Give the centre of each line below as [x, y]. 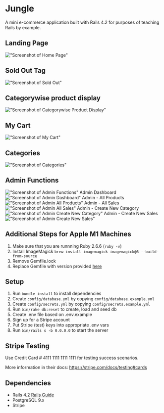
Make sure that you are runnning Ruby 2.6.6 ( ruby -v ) [67, 246]
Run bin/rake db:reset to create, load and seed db [64, 309]
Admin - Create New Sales [131, 213]
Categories [23, 153]
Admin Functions [32, 180]
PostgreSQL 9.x [28, 400]
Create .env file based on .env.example [52, 315]
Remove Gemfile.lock [34, 261]
